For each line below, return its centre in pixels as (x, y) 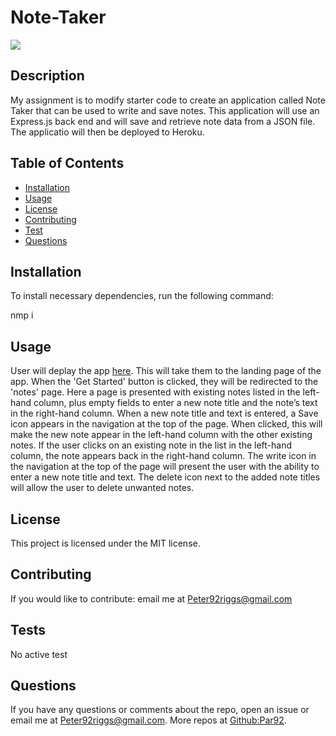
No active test (39, 654)
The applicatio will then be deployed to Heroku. (107, 132)
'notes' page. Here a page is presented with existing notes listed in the (155, 392)
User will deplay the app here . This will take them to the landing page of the (166, 371)
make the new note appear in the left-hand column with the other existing (161, 435)
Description (47, 76)
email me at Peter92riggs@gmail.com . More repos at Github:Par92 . (148, 720)
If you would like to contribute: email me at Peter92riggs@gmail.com (151, 598)
